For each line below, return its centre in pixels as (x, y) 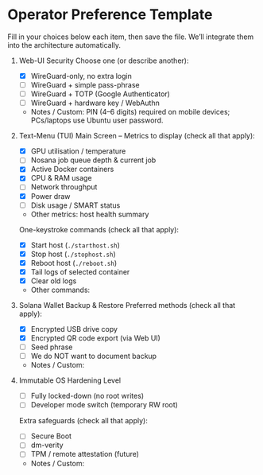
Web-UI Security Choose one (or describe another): (104, 60)
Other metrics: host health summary (90, 214)
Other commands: (60, 290)
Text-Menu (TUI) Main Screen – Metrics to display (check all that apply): (137, 136)
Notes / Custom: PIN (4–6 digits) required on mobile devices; (130, 112)
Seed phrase (52, 347)
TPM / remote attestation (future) (85, 454)
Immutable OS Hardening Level (70, 380)
